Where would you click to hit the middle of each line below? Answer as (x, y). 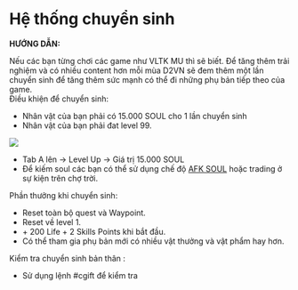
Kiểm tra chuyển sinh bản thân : (68, 258)
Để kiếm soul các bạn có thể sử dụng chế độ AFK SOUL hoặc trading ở (152, 168)
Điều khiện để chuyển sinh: (59, 99)
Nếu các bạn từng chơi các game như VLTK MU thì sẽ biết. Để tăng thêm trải (149, 60)
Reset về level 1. (52, 222)
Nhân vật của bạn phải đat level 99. (87, 125)
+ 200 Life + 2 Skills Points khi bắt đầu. (94, 231)
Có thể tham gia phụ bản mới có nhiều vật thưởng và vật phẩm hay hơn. (153, 241)
